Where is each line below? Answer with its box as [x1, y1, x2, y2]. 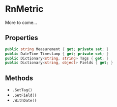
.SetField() [12, 93, 37, 98]
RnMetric [5, 3, 44, 15]
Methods [5, 74, 33, 82]
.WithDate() [12, 98, 37, 103]
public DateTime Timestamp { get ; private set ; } [5, 51, 109, 56]
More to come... [5, 20, 37, 25]
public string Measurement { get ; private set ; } [5, 46, 109, 52]
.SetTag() [12, 88, 33, 93]
